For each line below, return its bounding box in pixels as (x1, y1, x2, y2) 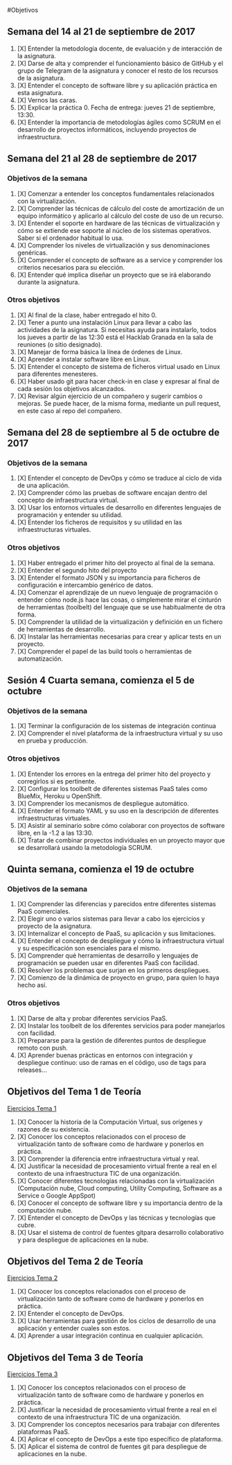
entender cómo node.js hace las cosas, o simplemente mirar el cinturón (17, 596, 222, 604)
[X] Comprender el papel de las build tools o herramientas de (17, 647, 192, 655)
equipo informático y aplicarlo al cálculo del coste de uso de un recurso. (17, 211, 224, 220)
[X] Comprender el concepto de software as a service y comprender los (17, 256, 223, 264)
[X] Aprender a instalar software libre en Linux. (17, 355, 151, 363)
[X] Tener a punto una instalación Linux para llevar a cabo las (17, 318, 193, 327)
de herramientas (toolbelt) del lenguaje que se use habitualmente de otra (17, 603, 226, 611)
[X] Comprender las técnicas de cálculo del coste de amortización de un (17, 204, 224, 212)
